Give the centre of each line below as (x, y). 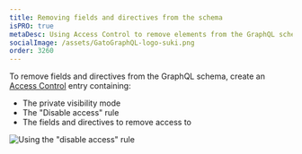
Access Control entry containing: (71, 86)
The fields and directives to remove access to (107, 123)
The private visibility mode (71, 103)
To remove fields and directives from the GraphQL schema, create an (137, 76)
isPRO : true (31, 26)
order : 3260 (31, 51)
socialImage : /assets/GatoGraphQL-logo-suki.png (102, 43)
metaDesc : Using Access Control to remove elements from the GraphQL (142, 34)
